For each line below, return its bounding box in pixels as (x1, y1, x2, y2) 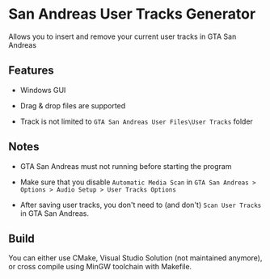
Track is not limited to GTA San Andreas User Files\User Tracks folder (19, 116, 253, 126)
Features (8, 64, 54, 78)
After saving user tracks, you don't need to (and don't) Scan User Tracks (19, 200, 262, 209)
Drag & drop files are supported (19, 100, 126, 110)
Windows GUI (19, 85, 66, 95)
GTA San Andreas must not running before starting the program (19, 161, 232, 171)
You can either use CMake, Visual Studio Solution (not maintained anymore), (8, 253, 263, 263)
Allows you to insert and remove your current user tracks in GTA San (8, 32, 237, 41)
